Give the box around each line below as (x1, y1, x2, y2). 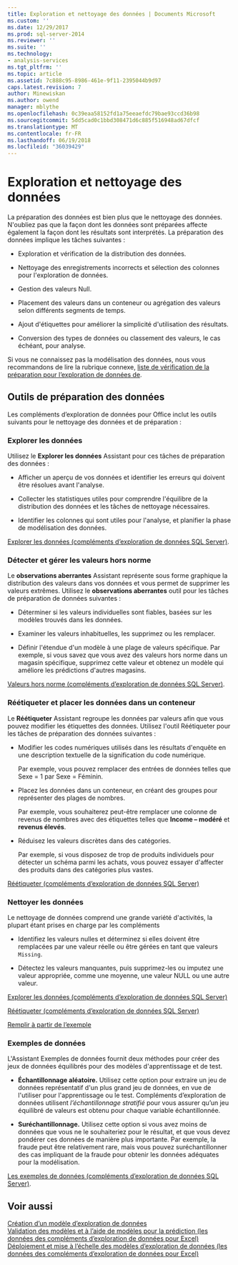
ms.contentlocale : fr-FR (7, 130, 81, 137)
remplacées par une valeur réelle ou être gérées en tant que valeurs (17, 942, 218, 951)
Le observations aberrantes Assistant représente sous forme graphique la (7, 571, 228, 580)
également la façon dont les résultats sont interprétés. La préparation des (7, 228, 224, 236)
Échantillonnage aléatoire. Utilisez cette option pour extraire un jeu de (17, 1076, 227, 1084)
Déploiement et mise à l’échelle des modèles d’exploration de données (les (7, 1242, 227, 1251)
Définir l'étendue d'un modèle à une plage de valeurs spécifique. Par (17, 644, 220, 652)
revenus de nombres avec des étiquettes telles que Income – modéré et (17, 815, 230, 824)
